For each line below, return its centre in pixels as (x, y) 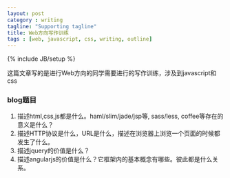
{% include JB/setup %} (41, 59)
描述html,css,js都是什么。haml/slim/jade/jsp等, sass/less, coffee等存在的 (120, 116)
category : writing (35, 20)
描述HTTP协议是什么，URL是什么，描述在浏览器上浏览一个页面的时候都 (118, 133)
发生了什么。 (35, 142)
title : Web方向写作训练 (38, 33)
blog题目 (22, 100)
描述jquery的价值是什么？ (53, 151)
